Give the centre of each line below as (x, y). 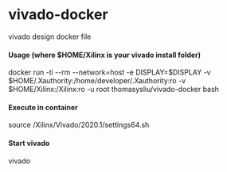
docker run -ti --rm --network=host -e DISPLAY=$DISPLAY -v (110, 72)
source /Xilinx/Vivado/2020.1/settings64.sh (79, 125)
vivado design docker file (50, 36)
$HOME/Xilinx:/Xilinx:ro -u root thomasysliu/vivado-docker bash (113, 90)
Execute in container (43, 107)
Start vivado (29, 143)
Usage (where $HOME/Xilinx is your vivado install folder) (105, 55)
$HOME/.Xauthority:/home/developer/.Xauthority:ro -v (97, 81)
